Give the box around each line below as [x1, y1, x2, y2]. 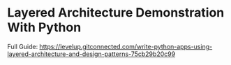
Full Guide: [7, 42, 38, 50]
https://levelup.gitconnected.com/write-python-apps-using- [39, 42, 213, 50]
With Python [7, 19, 82, 35]
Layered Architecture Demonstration [7, 5, 225, 21]
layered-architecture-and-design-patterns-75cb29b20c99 [7, 50, 176, 58]
